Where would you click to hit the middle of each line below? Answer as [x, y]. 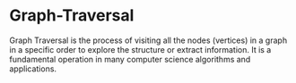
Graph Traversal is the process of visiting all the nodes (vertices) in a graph [148, 40]
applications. [33, 69]
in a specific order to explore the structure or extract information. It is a [140, 49]
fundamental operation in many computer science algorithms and [130, 59]
